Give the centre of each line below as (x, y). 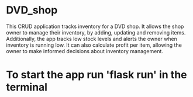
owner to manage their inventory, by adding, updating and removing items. (96, 32)
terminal (27, 87)
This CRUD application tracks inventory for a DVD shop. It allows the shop (95, 26)
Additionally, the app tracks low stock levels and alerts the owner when (92, 39)
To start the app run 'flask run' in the (96, 75)
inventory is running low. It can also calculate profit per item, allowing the (94, 45)
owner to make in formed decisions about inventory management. (85, 51)
